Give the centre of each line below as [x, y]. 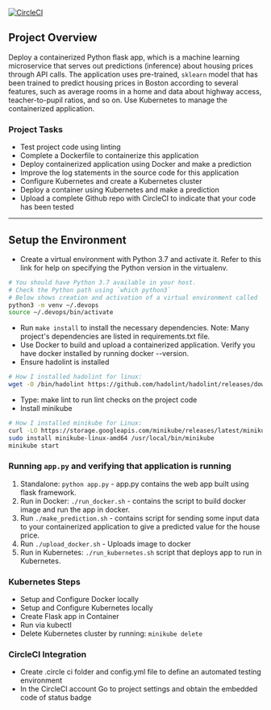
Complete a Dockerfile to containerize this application [109, 156]
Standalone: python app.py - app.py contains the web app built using [134, 484]
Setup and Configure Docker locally [79, 600]
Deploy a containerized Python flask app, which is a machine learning [124, 57]
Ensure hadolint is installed [65, 362]
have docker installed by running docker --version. [104, 354]
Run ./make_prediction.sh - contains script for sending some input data [140, 518]
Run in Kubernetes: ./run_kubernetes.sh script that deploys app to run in [141, 552]
